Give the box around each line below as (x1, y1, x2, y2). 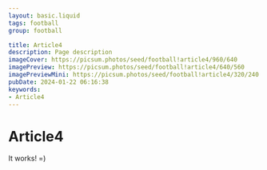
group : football (8, 26, 62, 34)
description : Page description (8, 49, 113, 57)
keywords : (8, 85, 42, 93)
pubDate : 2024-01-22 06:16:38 (8, 77, 110, 86)
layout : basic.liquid (8, 11, 81, 20)
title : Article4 (8, 41, 62, 49)
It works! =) (8, 153, 46, 164)
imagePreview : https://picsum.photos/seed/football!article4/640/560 (8, 63, 245, 72)
